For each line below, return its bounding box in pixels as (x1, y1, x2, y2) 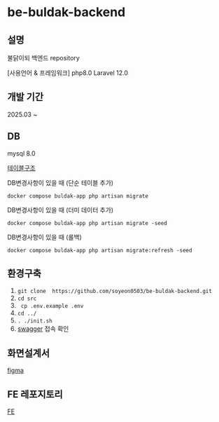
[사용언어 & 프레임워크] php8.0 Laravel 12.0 (7, 69, 128, 77)
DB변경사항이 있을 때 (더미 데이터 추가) (7, 205, 114, 214)
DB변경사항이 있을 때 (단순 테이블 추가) (7, 178, 114, 186)
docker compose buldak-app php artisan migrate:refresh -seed (7, 247, 192, 254)
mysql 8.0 (7, 149, 36, 158)
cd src (17, 295, 37, 302)
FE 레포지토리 (7, 388, 63, 400)
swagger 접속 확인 (17, 325, 69, 333)
